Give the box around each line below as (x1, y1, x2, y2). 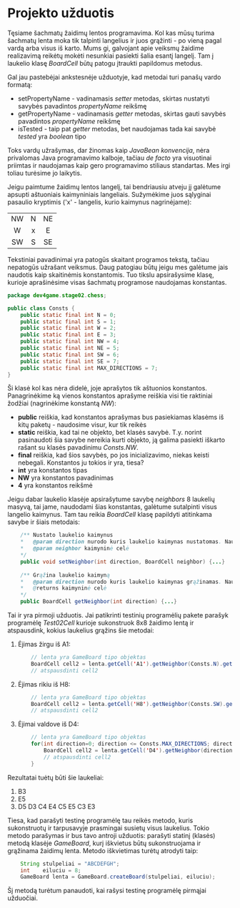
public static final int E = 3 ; (20, 331, 116, 338)
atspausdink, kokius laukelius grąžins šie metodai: (7, 626, 155, 635)
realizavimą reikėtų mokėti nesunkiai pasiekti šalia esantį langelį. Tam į (7, 51, 214, 60)
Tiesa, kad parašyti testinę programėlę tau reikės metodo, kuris (7, 816, 194, 824)
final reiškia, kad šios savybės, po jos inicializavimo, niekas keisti (17, 451, 209, 460)
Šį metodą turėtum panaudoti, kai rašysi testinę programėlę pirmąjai (7, 887, 207, 895)
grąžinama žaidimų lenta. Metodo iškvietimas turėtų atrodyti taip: (7, 846, 199, 854)
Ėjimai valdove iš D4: (17, 720, 79, 729)
